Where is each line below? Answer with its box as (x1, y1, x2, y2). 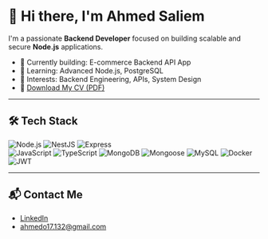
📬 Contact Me (8, 188, 83, 202)
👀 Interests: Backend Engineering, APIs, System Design (19, 74, 202, 84)
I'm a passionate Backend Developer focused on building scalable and (8, 33, 242, 43)
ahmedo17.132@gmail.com (19, 221, 107, 231)
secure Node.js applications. (8, 41, 104, 51)
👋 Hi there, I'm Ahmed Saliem (8, 7, 205, 25)
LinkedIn (19, 213, 49, 222)
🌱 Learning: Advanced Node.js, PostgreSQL (19, 65, 164, 75)
